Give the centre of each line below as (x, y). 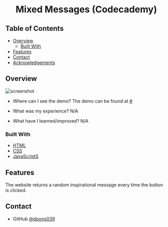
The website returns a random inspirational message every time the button (84, 185)
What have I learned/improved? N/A (51, 121)
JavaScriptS (26, 156)
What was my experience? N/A (45, 111)
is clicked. (16, 190)
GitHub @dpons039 (34, 219)
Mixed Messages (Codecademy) (86, 10)
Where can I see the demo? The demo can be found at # (72, 101)
